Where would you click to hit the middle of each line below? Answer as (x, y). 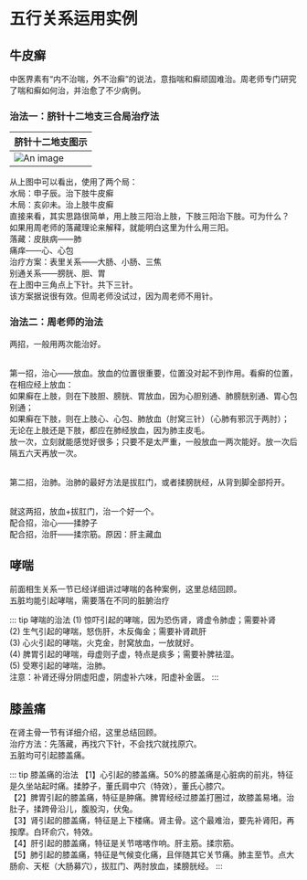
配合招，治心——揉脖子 (53, 523)
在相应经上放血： (42, 384)
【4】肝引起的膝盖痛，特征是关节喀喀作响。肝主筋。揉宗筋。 (124, 843)
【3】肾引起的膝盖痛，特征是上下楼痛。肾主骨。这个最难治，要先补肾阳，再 (152, 821)
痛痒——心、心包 (42, 250)
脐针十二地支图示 (51, 143)
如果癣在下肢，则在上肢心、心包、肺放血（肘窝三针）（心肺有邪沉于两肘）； (149, 419)
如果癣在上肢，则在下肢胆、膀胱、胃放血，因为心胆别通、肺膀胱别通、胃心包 (153, 396)
